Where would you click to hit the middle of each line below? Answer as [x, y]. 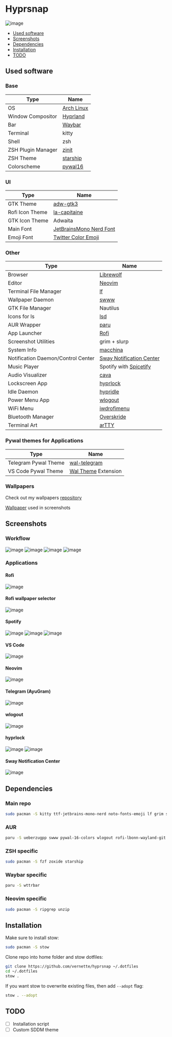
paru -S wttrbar [23, 886]
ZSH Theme [22, 158]
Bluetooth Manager [31, 417]
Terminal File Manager [35, 291]
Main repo [18, 803]
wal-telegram [86, 463]
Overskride [113, 417]
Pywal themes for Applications [44, 441]
